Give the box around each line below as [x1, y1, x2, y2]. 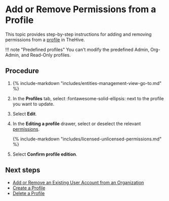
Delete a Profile [12, 190, 45, 196]
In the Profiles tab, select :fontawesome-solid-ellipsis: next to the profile [12, 95, 164, 101]
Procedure [5, 67, 39, 75]
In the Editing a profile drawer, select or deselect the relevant [12, 121, 141, 127]
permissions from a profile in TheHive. [5, 37, 85, 43]
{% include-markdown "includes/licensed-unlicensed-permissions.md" [12, 136, 162, 142]
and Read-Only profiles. [21, 52, 71, 58]
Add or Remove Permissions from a [5, 4, 156, 15]
